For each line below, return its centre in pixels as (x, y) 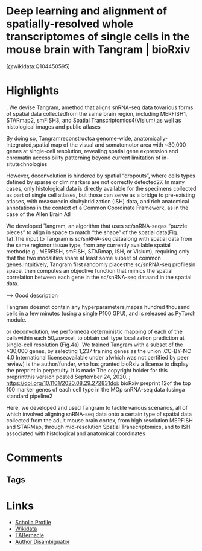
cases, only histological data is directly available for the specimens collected (101, 188)
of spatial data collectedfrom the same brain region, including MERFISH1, (97, 113)
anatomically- (150, 138)
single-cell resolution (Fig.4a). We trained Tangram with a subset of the (95, 345)
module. (17, 320)
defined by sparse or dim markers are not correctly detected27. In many (96, 182)
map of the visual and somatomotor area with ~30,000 (118, 145)
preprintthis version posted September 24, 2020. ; (68, 377)
